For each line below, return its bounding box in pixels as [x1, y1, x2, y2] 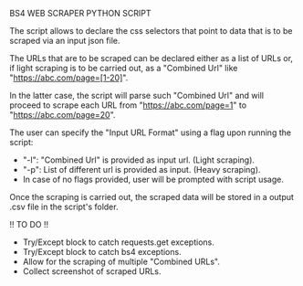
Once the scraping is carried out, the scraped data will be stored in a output [9, 192, 295, 202]
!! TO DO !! [9, 219, 49, 229]
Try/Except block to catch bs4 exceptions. [22, 247, 182, 257]
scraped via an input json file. [9, 36, 120, 46]
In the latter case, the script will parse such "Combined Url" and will [9, 90, 265, 101]
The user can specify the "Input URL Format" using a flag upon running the [9, 127, 292, 138]
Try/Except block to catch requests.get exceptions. [22, 237, 214, 248]
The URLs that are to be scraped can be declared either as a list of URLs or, [9, 53, 294, 63]
